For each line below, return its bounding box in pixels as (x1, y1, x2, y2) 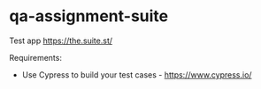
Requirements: (9, 52, 62, 63)
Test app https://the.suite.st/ (9, 35, 113, 46)
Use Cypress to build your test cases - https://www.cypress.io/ (21, 69, 252, 80)
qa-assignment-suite (9, 6, 169, 26)
